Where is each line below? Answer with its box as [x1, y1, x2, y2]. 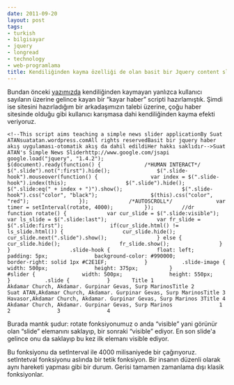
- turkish [7, 29, 36, 37]
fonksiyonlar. [7, 370, 44, 378]
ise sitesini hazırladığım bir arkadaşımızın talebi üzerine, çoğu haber [7, 102, 202, 111]
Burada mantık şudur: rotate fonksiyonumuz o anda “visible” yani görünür [7, 320, 218, 328]
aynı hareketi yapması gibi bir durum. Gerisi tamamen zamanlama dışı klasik [7, 363, 224, 371]
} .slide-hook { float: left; [7, 246, 195, 253]
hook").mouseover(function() [7, 173, 92, 180]
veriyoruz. [7, 117, 36, 125]
